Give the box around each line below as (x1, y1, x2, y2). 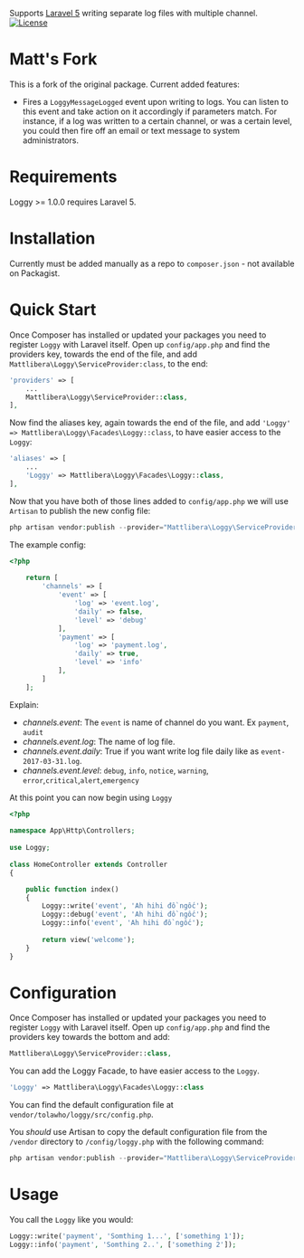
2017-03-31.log (22, 757, 81, 766)
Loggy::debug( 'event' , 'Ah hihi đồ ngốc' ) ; (42, 910, 208, 920)
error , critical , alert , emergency (22, 774, 140, 786)
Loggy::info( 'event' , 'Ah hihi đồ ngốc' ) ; (42, 919, 204, 928)
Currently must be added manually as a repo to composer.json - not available (9, 258, 295, 269)
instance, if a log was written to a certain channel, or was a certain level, (22, 115, 292, 126)
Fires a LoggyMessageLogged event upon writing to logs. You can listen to (22, 96, 290, 107)
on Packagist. (9, 267, 61, 279)
